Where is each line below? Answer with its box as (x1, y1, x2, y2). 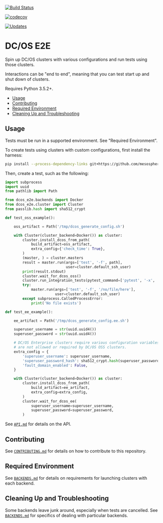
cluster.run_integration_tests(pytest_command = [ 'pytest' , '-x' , (22, 278, 155, 283)
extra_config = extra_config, (31, 389, 88, 395)
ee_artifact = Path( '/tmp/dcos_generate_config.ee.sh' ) (14, 318, 130, 323)
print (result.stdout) (22, 269, 66, 274)
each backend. (5, 480, 35, 486)
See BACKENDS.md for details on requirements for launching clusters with (5, 475, 147, 481)
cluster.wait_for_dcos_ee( (22, 399, 77, 403)
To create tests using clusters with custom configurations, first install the (5, 147, 150, 153)
